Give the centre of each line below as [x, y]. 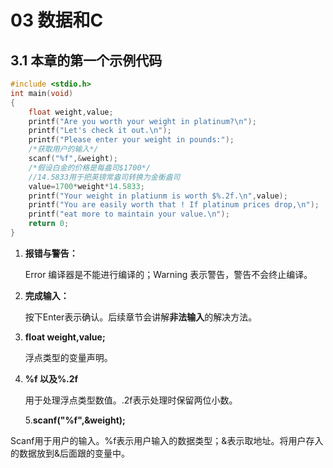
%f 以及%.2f [51, 378]
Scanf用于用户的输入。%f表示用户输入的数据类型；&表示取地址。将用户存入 [167, 440]
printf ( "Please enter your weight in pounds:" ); [131, 140]
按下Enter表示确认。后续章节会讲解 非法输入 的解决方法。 [141, 317]
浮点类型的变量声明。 [68, 357]
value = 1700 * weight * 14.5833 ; [86, 186]
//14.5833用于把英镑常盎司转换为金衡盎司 [104, 177]
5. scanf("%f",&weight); [75, 420]
